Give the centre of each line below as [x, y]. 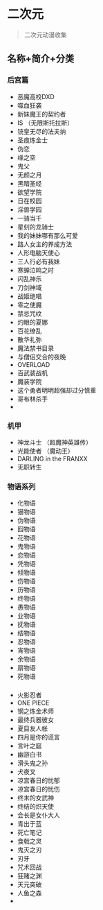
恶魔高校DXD [36, 96]
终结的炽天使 [35, 807]
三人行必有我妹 [38, 261]
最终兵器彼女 [35, 720]
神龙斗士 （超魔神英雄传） [54, 442]
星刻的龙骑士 [35, 227]
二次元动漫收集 [45, 35]
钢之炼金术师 [35, 711]
